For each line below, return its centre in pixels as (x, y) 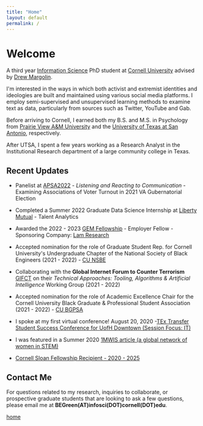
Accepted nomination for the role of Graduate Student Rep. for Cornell (104, 247)
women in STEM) (37, 347)
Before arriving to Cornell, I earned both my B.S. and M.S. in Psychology (97, 120)
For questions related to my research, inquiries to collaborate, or (87, 392)
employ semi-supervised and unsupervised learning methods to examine (98, 102)
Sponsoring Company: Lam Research (62, 235)
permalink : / (23, 23)
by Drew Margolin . (30, 77)
